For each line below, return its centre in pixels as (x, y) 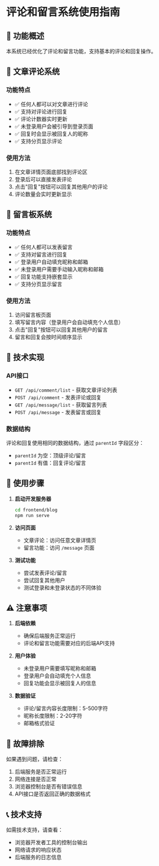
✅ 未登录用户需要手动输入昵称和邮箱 (59, 269)
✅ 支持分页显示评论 (38, 141)
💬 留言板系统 (29, 215)
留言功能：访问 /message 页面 (59, 547)
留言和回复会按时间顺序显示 (48, 337)
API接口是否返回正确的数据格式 (53, 794)
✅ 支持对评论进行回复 (41, 111)
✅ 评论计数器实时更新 (41, 118)
